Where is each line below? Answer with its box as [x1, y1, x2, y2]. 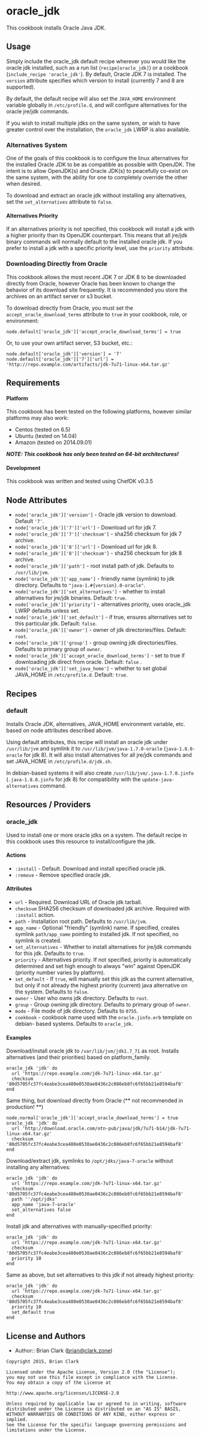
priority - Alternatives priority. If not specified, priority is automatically [14, 956, 192, 963]
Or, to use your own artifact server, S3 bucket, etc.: [6, 339, 133, 346]
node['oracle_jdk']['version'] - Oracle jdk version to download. [14, 511, 177, 519]
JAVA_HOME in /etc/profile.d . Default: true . [14, 671, 128, 678]
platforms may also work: [6, 414, 69, 422]
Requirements [6, 378, 60, 388]
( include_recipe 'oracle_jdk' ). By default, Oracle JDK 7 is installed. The [6, 70, 187, 78]
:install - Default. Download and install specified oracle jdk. [14, 864, 166, 872]
